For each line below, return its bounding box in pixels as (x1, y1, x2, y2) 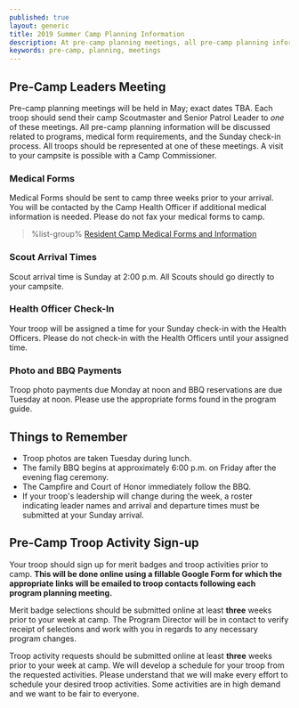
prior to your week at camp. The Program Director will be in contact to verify (9, 614, 289, 624)
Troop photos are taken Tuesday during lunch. (21, 452, 192, 463)
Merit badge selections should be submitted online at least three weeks (9, 605, 272, 615)
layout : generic (9, 21, 69, 30)
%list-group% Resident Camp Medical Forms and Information (30, 229, 257, 240)
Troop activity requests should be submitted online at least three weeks (9, 650, 273, 661)
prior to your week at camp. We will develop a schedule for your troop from (9, 660, 285, 671)
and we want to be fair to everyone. (9, 688, 140, 699)
